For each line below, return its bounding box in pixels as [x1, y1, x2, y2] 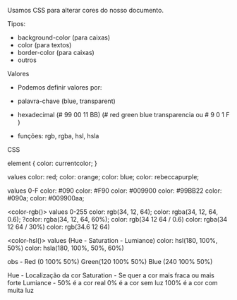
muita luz [7, 286, 34, 294]
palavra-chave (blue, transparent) [17, 97, 116, 105]
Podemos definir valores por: [17, 83, 102, 91]
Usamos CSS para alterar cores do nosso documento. [7, 6, 164, 14]
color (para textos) [17, 41, 72, 49]
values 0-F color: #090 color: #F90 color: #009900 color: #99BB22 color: [7, 186, 222, 195]
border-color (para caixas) [17, 49, 95, 56]
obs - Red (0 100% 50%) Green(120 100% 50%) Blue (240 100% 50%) [7, 258, 213, 265]
